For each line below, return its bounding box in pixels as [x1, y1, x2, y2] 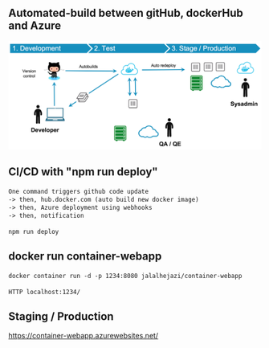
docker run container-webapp [8, 249, 162, 264]
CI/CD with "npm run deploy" [8, 165, 158, 179]
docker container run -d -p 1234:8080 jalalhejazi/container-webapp [8, 272, 243, 280]
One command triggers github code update [8, 187, 149, 195]
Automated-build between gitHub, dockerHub [8, 6, 243, 20]
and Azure [8, 19, 62, 33]
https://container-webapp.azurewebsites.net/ [8, 331, 159, 341]
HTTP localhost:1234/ [8, 288, 81, 296]
